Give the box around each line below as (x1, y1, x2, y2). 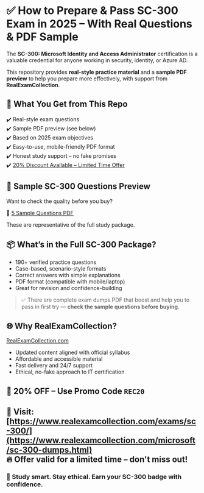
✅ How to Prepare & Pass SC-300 (6, 4, 178, 18)
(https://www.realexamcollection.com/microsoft (6, 435, 196, 445)
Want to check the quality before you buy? (6, 197, 113, 205)
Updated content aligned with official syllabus (15, 349, 130, 356)
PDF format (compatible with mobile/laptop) (15, 278, 125, 285)
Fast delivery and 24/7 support (15, 362, 93, 369)
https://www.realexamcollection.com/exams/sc (9, 416, 197, 427)
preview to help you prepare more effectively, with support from (6, 74, 167, 82)
